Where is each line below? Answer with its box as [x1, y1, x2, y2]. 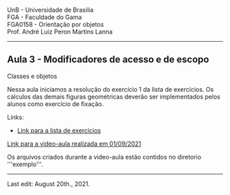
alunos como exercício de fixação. [7, 99, 104, 108]
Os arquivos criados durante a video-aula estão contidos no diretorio [7, 153, 202, 161]
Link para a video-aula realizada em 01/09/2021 [7, 140, 142, 148]
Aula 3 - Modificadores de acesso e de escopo [7, 54, 209, 66]
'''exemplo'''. [7, 160, 43, 168]
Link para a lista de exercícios [16, 126, 101, 134]
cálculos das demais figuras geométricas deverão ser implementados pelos [7, 92, 220, 101]
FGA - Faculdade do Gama [7, 13, 82, 21]
